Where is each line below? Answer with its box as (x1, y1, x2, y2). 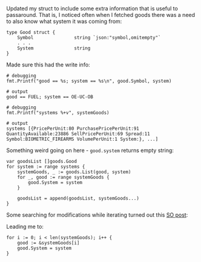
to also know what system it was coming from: (6, 18, 122, 25)
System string (17, 45, 91, 51)
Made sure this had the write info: (6, 61, 90, 68)
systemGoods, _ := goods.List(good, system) (17, 169, 131, 175)
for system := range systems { (6, 164, 85, 170)
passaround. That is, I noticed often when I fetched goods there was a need (6, 11, 196, 19)
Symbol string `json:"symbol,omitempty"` (17, 35, 162, 41)
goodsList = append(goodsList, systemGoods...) (17, 196, 139, 202)
